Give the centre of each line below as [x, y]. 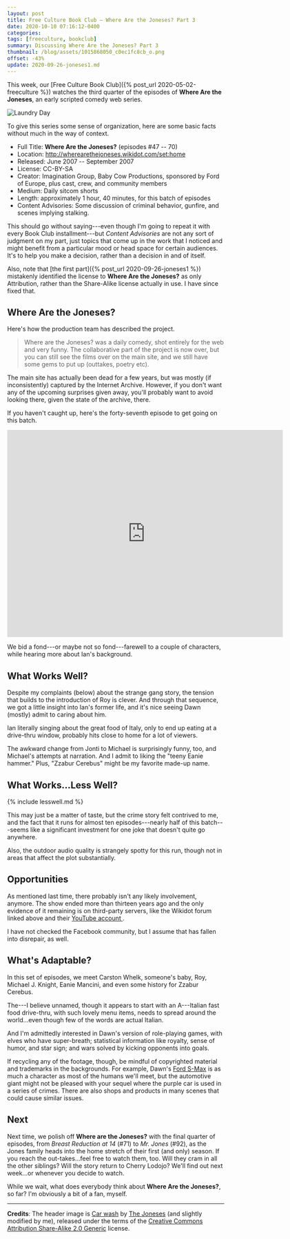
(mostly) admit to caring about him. [57, 714]
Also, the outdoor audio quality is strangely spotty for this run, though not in [115, 850]
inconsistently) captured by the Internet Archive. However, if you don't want [115, 385]
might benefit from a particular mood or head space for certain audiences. [113, 248]
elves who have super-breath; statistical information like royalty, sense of [111, 1040]
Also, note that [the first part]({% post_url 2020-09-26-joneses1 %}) [104, 269]
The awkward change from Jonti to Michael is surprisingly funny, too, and [112, 749]
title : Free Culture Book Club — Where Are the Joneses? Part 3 [101, 20]
